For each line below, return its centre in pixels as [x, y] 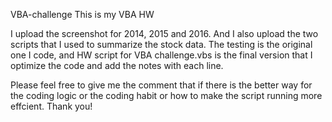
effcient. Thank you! [51, 106]
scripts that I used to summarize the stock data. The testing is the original [161, 44]
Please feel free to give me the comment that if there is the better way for [161, 85]
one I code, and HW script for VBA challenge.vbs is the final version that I [161, 55]
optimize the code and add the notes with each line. [117, 65]
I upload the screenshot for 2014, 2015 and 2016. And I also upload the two [164, 33]
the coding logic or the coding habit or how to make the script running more [166, 95]
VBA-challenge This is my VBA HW [82, 14]
